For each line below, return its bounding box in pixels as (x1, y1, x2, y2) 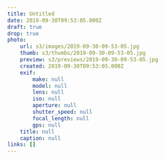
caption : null (20, 134, 61, 141)
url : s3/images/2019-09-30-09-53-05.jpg (20, 43, 140, 50)
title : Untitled (7, 10, 55, 18)
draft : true (7, 23, 42, 30)
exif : (20, 69, 37, 76)
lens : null (32, 89, 65, 96)
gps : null (32, 121, 61, 129)
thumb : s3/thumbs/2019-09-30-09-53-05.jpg (20, 50, 146, 57)
